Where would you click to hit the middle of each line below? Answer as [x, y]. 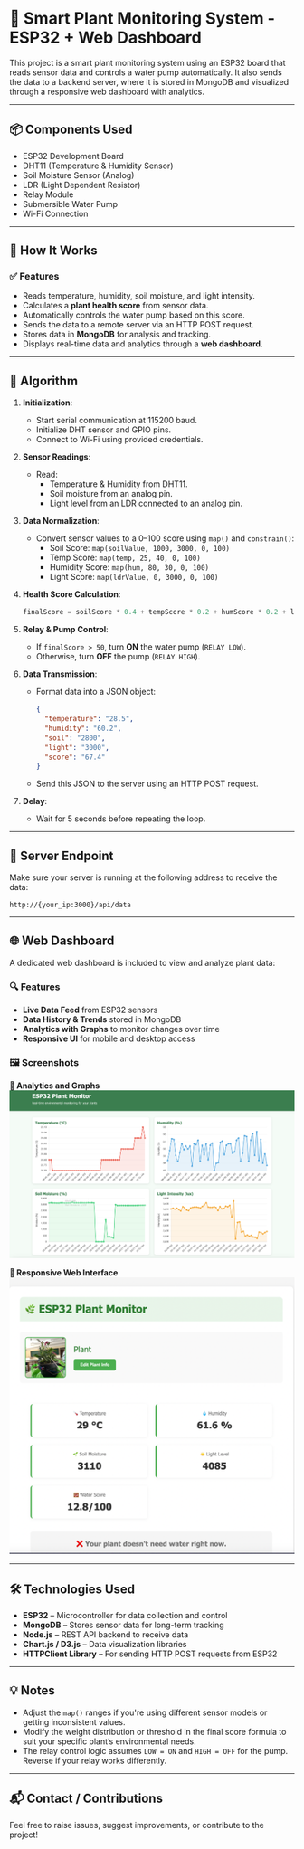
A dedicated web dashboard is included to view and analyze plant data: [142, 962]
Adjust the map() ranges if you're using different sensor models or [145, 1712]
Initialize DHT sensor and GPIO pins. [104, 430]
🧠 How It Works [53, 251]
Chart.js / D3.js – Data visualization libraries [104, 1645]
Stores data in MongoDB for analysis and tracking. [116, 335]
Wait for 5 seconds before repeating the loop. [121, 819]
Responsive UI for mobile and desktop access [109, 1038]
